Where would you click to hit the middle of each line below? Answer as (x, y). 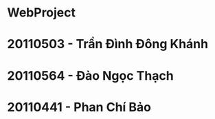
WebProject (42, 13)
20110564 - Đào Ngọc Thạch (90, 75)
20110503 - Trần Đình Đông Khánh (107, 44)
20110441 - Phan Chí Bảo (79, 107)
